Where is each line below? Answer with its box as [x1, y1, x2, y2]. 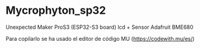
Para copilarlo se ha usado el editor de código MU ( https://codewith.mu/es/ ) [5, 35, 195, 42]
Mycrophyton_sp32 [5, 4, 106, 17]
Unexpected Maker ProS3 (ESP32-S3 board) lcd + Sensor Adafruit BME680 [5, 23, 194, 31]
